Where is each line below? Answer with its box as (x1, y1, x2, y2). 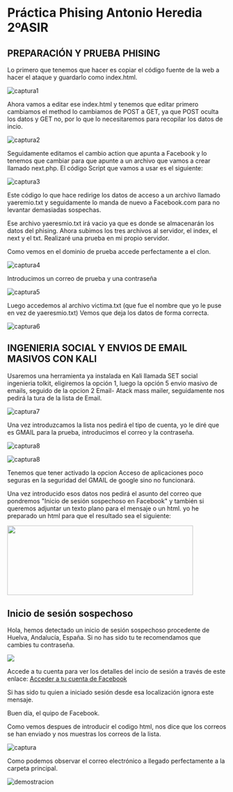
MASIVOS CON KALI (7, 353, 97, 365)
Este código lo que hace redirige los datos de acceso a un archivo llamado (7, 191, 220, 199)
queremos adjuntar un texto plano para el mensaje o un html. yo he (7, 504, 200, 512)
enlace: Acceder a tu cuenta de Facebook (7, 674, 127, 683)
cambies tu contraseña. (7, 640, 75, 649)
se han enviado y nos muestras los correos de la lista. (7, 729, 161, 738)
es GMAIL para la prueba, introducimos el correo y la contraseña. (7, 428, 195, 436)
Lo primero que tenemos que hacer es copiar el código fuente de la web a (7, 66, 220, 74)
